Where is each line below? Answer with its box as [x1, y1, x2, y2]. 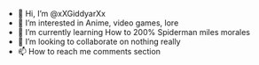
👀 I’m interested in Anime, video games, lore [17, 18, 179, 28]
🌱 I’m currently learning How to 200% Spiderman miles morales [17, 27, 251, 37]
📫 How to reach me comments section [17, 47, 161, 56]
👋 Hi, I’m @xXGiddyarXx [17, 9, 106, 18]
